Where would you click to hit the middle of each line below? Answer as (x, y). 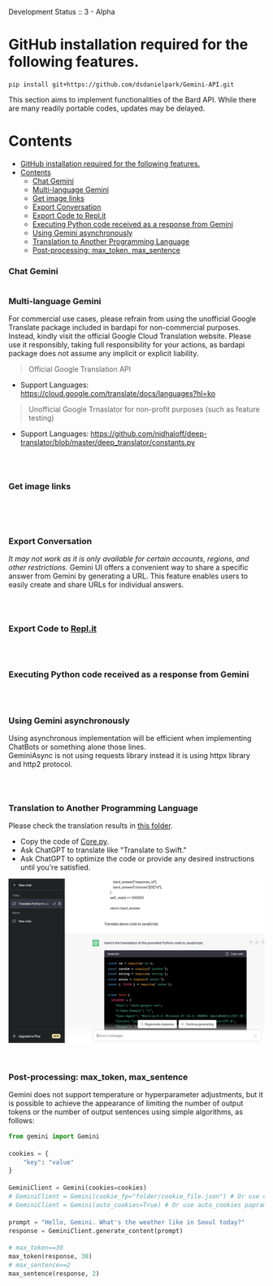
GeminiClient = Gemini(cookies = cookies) (78, 1188)
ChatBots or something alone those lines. (77, 747)
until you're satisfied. (55, 868)
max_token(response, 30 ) (50, 1257)
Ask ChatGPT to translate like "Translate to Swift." (103, 850)
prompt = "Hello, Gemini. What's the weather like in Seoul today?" (127, 1222)
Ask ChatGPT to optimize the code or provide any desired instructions (137, 859)
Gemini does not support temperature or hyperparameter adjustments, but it (136, 1094)
